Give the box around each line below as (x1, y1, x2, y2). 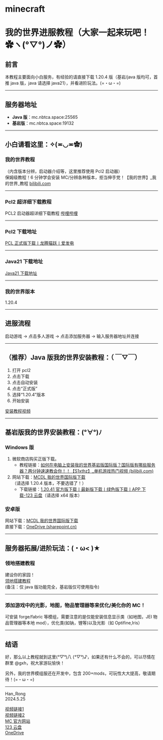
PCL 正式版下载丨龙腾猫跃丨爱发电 (5, 240, 74, 246)
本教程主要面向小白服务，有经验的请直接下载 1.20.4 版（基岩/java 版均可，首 (5, 74, 158, 80)
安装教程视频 (5, 408, 31, 414)
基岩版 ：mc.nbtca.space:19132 (12, 120, 74, 126)
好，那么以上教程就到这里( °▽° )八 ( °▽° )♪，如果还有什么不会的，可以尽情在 (5, 654, 156, 660)
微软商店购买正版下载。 (12, 456, 59, 462)
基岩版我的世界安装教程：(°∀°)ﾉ (5, 428, 102, 436)
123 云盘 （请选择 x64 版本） (26, 493, 82, 499)
